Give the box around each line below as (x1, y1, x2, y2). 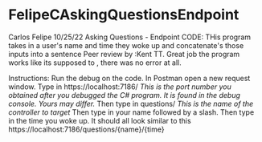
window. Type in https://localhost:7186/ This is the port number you (8, 82, 231, 91)
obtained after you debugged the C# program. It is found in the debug (8, 90, 241, 99)
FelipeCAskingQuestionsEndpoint (8, 6, 239, 24)
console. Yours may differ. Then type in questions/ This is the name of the (8, 99, 254, 108)
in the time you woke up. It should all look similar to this (8, 116, 191, 125)
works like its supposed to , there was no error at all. (8, 58, 182, 67)
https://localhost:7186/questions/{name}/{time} (8, 124, 165, 134)
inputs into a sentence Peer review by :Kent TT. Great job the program (8, 49, 240, 59)
